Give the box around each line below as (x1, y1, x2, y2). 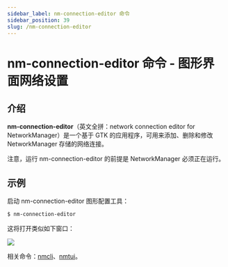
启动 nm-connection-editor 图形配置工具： (7, 197, 129, 206)
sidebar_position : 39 (7, 17, 70, 24)
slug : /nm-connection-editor (7, 23, 92, 30)
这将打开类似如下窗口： (7, 224, 74, 233)
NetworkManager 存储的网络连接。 (7, 140, 108, 148)
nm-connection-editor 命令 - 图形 (7, 55, 203, 71)
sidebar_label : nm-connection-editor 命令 (7, 10, 130, 17)
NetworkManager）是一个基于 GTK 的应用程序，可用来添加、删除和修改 (7, 131, 213, 139)
